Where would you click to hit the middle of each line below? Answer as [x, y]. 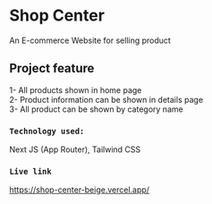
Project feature [52, 68]
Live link [30, 171]
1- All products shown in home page [76, 89]
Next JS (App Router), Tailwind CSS [75, 149]
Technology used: [47, 131]
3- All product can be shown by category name [96, 109]
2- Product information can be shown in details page [106, 99]
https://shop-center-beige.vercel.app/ [80, 190]
